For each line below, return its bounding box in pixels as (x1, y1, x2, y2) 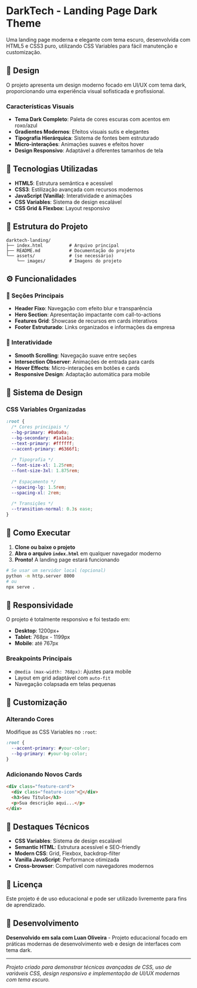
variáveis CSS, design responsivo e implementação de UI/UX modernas (6, 970, 180, 977)
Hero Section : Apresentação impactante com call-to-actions (14, 311, 161, 319)
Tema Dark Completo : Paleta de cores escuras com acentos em (14, 116, 170, 123)
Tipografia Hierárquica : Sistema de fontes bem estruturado (14, 134, 159, 142)
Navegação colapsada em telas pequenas (14, 680, 116, 687)
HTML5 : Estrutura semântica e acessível (14, 180, 113, 187)
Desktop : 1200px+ (14, 627, 60, 634)
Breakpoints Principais (6, 655, 72, 663)
